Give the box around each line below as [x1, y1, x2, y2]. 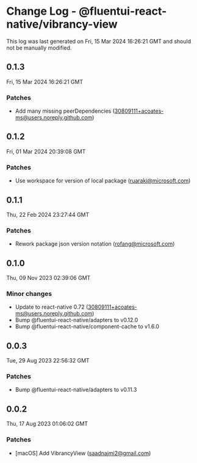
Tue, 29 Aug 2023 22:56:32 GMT [6, 357, 90, 364]
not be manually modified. [6, 44, 72, 51]
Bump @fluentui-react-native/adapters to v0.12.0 [15, 317, 138, 324]
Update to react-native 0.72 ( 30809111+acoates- [15, 303, 137, 311]
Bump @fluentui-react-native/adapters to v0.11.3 [15, 386, 137, 393]
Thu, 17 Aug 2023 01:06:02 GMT [6, 420, 88, 427]
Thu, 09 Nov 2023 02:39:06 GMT [6, 274, 91, 282]
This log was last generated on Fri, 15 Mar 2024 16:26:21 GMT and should [6, 37, 191, 45]
